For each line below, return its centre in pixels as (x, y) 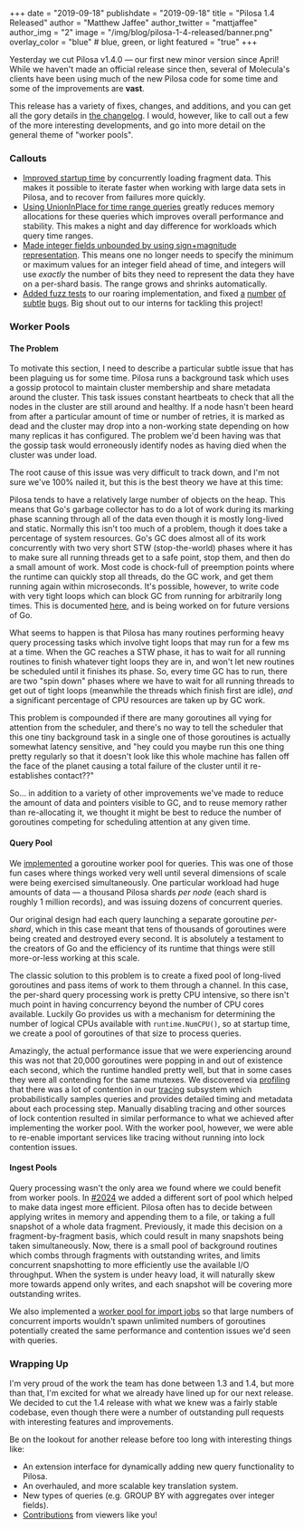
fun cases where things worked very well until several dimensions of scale (148, 873)
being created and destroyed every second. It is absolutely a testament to (147, 938)
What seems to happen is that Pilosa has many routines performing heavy (147, 633)
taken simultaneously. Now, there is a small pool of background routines (143, 1245)
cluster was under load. (53, 455)
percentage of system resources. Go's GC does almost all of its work (138, 538)
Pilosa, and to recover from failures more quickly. (114, 198)
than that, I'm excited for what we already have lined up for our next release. (152, 1393)
